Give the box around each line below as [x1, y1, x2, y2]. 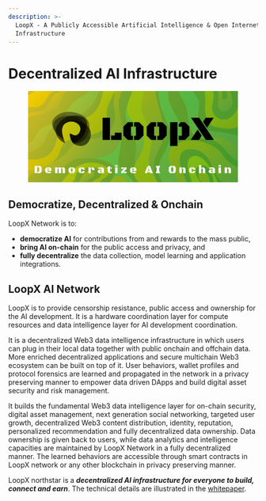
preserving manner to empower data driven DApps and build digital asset [8, 378, 247, 387]
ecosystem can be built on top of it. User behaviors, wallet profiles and [8, 361, 239, 370]
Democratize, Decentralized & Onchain [8, 198, 203, 211]
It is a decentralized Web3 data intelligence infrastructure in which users [8, 336, 245, 345]
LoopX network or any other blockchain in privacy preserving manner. [8, 460, 237, 470]
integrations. [19, 260, 61, 269]
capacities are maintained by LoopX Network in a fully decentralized [8, 443, 231, 453]
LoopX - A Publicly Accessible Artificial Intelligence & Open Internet [15, 21, 260, 29]
